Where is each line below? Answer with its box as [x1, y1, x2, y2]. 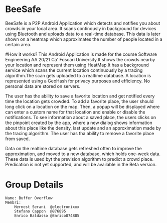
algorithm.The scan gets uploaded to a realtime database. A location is [5, 72, 151, 78]
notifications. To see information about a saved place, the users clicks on [5, 114, 156, 120]
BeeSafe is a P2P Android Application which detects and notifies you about [5, 20, 160, 26]
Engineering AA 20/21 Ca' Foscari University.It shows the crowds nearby [5, 56, 155, 62]
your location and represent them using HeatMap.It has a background [5, 62, 149, 68]
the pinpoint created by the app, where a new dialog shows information [5, 120, 152, 126]
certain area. [5, 41, 32, 47]
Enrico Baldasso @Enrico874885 [14, 213, 80, 218]
